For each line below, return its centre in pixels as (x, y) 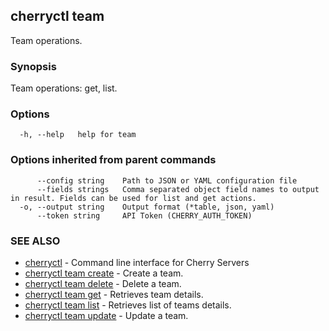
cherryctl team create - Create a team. (104, 273)
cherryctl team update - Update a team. (106, 315)
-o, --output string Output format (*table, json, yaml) (147, 207)
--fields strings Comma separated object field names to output (178, 189)
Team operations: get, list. (64, 88)
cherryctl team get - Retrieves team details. (114, 294)
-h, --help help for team (78, 135)
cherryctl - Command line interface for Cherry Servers (137, 262)
